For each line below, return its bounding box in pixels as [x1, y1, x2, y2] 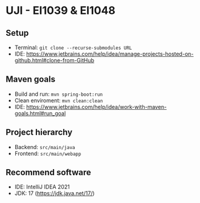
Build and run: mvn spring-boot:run [14, 90, 103, 98]
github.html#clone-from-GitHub [14, 57, 95, 64]
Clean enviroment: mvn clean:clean [14, 96, 103, 104]
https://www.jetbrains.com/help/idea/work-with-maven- [26, 103, 167, 110]
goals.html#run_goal [14, 110, 66, 117]
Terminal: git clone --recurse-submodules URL [14, 44, 132, 51]
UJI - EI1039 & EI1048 [5, 4, 116, 18]
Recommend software [5, 167, 92, 178]
